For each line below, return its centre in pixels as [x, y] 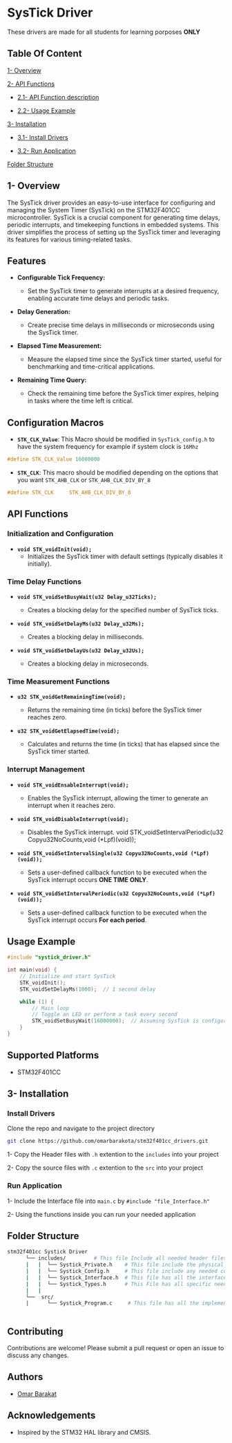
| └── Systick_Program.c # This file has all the [112, 1303]
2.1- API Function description [58, 97]
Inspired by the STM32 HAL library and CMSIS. [84, 1432]
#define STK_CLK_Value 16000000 [54, 459]
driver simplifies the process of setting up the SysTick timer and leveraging [114, 232]
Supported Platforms [53, 1055]
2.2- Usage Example [46, 110]
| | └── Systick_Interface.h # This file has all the [110, 1278]
